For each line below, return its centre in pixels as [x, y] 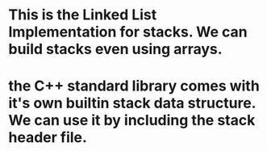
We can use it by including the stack [132, 121]
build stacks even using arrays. [116, 49]
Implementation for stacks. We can [128, 32]
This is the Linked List [83, 15]
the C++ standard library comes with [134, 86]
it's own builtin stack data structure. [132, 103]
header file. [48, 138]
